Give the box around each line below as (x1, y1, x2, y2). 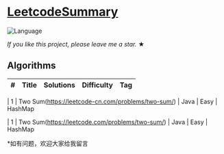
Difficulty (82, 80, 113, 90)
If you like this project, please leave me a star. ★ (7, 40, 145, 48)
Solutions (43, 80, 75, 90)
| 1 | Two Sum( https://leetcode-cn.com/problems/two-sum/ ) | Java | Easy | (7, 97, 218, 105)
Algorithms (7, 60, 56, 72)
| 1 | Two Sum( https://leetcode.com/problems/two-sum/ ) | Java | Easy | (7, 118, 208, 126)
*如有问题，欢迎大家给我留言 (7, 139, 89, 147)
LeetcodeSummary (7, 4, 119, 20)
